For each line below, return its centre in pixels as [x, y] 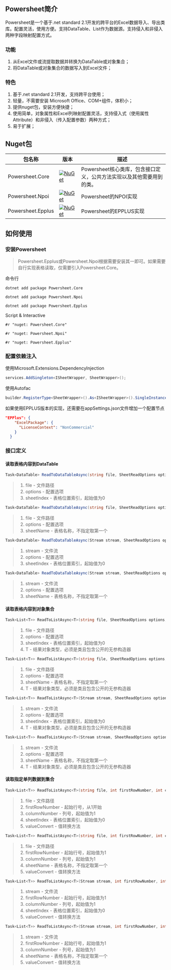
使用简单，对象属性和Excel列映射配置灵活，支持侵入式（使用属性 [81, 113]
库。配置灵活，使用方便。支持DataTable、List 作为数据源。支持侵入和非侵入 [84, 28]
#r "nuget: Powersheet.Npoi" [36, 333]
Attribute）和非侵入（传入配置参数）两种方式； [62, 120]
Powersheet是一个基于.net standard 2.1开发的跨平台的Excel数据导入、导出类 [85, 22]
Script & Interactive [25, 315]
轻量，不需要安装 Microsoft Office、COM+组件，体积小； [73, 101]
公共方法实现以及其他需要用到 [127, 177]
